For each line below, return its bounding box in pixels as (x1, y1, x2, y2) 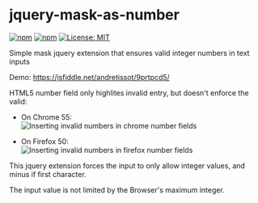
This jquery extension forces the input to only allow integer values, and (9, 160, 246, 171)
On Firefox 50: (20, 136, 70, 146)
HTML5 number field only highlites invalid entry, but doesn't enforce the (9, 87, 249, 98)
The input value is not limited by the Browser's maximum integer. (9, 184, 225, 195)
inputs (9, 57, 31, 66)
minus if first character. (9, 169, 87, 179)
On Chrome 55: (20, 112, 72, 122)
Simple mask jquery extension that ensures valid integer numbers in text (9, 48, 250, 57)
